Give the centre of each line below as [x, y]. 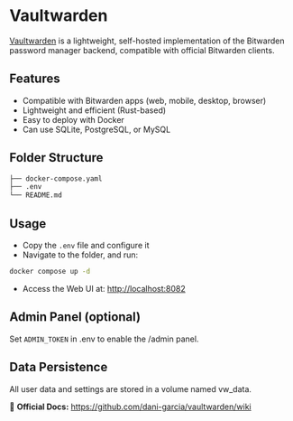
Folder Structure [56, 158]
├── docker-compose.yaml [56, 178]
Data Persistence [59, 367]
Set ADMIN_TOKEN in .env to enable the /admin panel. [104, 339]
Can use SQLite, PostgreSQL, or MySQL [96, 129]
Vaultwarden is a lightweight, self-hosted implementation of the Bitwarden [147, 41]
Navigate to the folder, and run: [80, 255]
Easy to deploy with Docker [73, 119]
